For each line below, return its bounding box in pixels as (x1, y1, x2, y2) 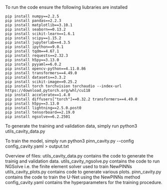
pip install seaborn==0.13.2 (5, 27, 66, 32)
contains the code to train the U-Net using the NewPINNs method (5, 174, 140, 180)
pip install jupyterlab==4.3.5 (5, 40, 70, 45)
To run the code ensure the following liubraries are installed (5, 4, 128, 10)
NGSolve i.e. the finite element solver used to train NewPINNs (5, 164, 132, 169)
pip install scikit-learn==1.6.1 (5, 31, 75, 36)
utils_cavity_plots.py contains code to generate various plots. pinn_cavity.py (5, 169, 161, 175)
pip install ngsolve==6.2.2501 (5, 114, 70, 119)
